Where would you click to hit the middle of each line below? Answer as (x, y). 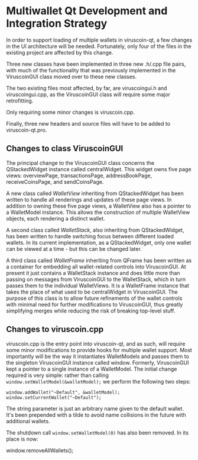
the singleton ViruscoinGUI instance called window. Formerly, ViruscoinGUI (98, 362)
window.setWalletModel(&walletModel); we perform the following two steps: (98, 381)
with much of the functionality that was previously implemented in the (91, 70)
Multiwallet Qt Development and (87, 11)
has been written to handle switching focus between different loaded (90, 236)
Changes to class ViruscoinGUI (65, 148)
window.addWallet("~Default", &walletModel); (63, 392)
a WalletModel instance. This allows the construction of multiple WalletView (98, 212)
